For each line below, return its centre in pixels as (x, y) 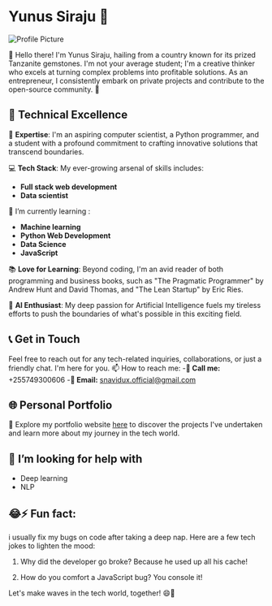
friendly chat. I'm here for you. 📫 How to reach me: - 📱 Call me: (114, 368)
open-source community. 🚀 (54, 89)
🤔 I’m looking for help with (76, 459)
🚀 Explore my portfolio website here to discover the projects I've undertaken (136, 425)
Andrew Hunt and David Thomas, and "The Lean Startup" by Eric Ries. (126, 289)
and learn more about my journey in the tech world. (94, 433)
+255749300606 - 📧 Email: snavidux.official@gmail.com (102, 379)
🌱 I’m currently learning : (50, 211)
